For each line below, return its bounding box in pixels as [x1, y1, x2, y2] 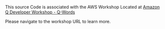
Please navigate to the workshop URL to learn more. [5, 19, 111, 24]
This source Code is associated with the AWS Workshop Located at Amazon [5, 4, 160, 10]
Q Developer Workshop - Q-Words [5, 9, 75, 15]
